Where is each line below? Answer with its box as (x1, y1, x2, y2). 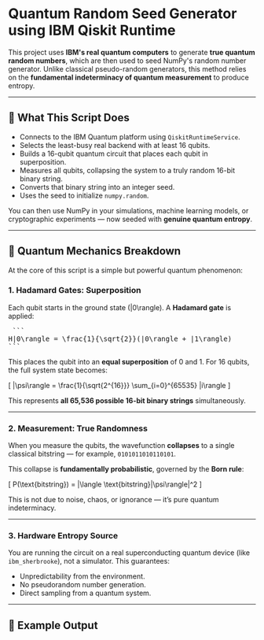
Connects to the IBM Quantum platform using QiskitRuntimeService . (19, 131, 241, 142)
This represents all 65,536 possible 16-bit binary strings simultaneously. (8, 395, 246, 405)
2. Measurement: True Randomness (8, 423, 148, 434)
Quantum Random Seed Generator (8, 5, 237, 23)
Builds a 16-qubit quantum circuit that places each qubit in (19, 149, 208, 158)
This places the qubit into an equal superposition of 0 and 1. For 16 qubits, (8, 357, 250, 366)
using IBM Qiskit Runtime (8, 21, 176, 39)
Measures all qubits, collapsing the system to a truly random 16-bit (19, 165, 236, 175)
